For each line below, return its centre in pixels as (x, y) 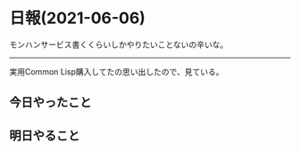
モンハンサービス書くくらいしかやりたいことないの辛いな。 (119, 44)
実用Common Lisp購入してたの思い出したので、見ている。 (117, 71)
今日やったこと (50, 103)
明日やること (45, 135)
